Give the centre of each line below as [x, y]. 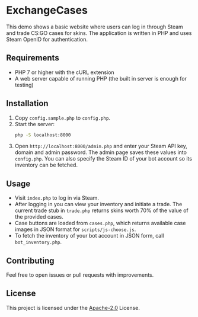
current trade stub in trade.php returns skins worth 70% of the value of [101, 210]
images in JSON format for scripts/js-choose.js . [75, 229]
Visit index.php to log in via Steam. [57, 198]
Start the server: [35, 124]
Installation [27, 103]
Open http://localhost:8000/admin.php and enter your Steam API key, [101, 146]
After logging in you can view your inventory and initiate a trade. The [98, 204]
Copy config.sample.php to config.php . [63, 118]
